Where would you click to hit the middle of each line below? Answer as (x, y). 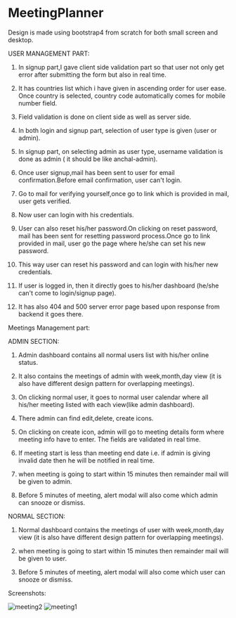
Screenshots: (27, 593)
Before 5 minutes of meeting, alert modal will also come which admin (118, 495)
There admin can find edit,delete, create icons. (86, 418)
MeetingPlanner (56, 13)
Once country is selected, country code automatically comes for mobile (122, 96)
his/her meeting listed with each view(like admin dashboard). (106, 404)
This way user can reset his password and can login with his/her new (118, 264)
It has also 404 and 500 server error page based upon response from (119, 307)
